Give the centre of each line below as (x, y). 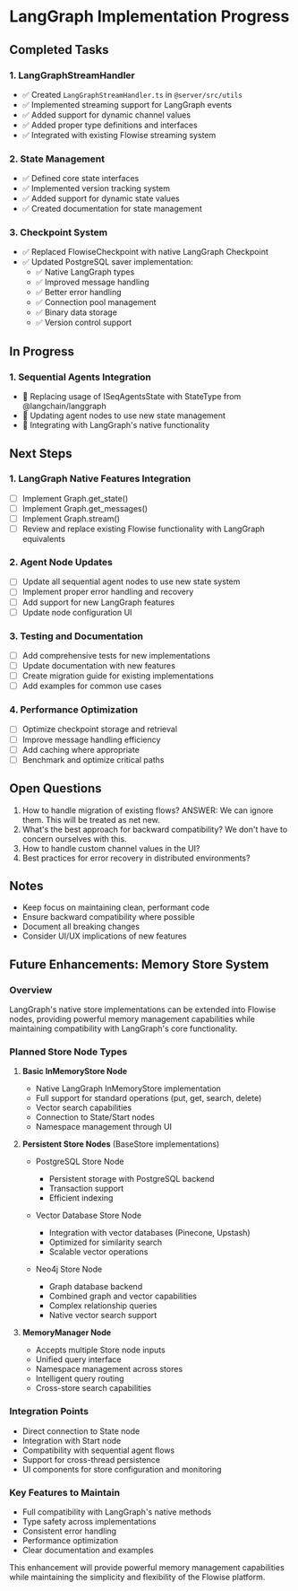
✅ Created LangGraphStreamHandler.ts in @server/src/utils (132, 94)
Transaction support (86, 1189)
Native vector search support (103, 1316)
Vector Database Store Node (88, 1215)
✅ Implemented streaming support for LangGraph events (127, 104)
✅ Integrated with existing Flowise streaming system (119, 135)
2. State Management (57, 159)
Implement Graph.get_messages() (85, 508)
